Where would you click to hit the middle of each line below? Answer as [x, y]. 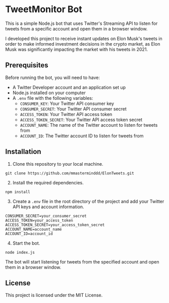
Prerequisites [27, 65]
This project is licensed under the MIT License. [54, 295]
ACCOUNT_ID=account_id [29, 234]
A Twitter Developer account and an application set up [69, 87]
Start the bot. [26, 243]
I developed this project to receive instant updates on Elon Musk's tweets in [84, 39]
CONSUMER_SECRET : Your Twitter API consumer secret [73, 109]
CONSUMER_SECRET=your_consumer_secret [46, 216]
